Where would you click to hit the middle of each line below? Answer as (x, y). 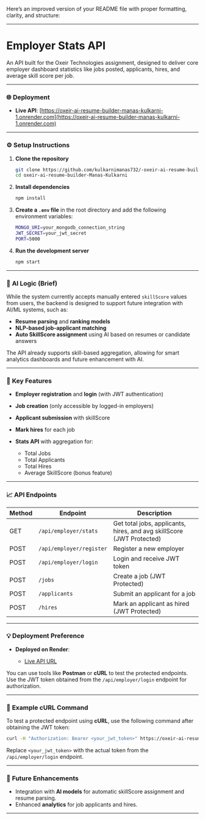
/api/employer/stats (68, 531)
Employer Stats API (56, 46)
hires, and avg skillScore (148, 531)
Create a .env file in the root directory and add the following (91, 210)
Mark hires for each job (45, 430)
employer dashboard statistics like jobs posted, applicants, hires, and (93, 69)
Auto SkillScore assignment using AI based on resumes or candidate (103, 334)
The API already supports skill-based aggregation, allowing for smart (93, 353)
